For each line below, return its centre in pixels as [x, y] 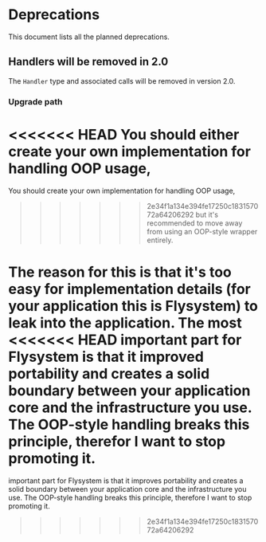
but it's [207, 214]
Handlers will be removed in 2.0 [88, 62]
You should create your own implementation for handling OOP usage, [122, 190]
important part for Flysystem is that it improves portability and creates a [126, 481]
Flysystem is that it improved [106, 357]
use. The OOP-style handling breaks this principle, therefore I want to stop [130, 497]
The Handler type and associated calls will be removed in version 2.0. [122, 81]
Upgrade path [35, 101]
